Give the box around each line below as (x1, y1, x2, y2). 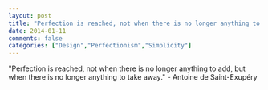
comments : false (8, 34, 63, 43)
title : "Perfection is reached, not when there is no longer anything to (8, 19, 261, 27)
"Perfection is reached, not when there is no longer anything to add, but (8, 63, 246, 73)
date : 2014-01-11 (8, 27, 67, 35)
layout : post (8, 11, 52, 20)
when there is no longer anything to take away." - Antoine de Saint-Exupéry (8, 72, 258, 82)
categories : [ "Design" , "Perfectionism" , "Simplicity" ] (8, 42, 193, 50)
